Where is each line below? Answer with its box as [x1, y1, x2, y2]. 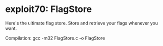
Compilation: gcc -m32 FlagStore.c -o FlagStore [5, 35, 105, 41]
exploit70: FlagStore [5, 3, 92, 15]
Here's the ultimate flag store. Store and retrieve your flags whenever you [5, 20, 158, 26]
